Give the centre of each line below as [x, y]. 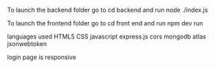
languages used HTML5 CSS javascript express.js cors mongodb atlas [106, 36]
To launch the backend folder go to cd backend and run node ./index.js [107, 10]
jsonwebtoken [27, 44]
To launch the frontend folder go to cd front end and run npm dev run [105, 23]
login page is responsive [42, 57]
